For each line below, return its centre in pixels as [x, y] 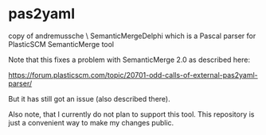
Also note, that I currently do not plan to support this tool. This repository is [131, 114]
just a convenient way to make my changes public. [91, 122]
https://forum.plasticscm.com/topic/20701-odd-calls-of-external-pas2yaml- [133, 75]
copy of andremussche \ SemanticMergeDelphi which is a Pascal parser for [132, 36]
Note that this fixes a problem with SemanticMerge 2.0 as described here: [129, 60]
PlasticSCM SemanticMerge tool [61, 44]
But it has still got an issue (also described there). [89, 98]
